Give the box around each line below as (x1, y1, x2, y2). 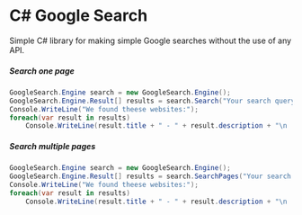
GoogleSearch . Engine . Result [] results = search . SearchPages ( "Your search (9, 172, 292, 181)
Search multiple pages (9, 140, 96, 151)
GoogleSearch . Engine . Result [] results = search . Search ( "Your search (9, 96, 271, 105)
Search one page (9, 65, 75, 76)
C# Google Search (9, 5, 148, 26)
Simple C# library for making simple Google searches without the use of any (9, 35, 292, 46)
